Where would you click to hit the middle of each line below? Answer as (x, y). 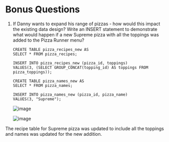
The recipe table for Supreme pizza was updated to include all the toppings (85, 128)
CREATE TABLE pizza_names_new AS (48, 81)
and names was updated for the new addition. (54, 134)
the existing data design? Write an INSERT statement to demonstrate (85, 29)
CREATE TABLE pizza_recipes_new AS (51, 49)
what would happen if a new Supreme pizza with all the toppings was (86, 34)
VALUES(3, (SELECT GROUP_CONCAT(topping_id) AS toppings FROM (80, 67)
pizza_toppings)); (32, 72)
